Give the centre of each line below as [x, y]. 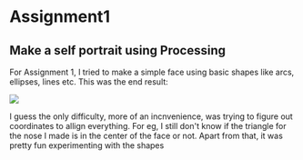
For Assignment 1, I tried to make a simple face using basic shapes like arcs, [152, 72]
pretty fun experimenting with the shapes [87, 145]
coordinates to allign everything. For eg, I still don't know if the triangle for [148, 126]
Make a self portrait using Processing [117, 50]
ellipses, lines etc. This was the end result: [89, 82]
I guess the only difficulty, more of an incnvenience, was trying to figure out [151, 116]
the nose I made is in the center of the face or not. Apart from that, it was [146, 135]
